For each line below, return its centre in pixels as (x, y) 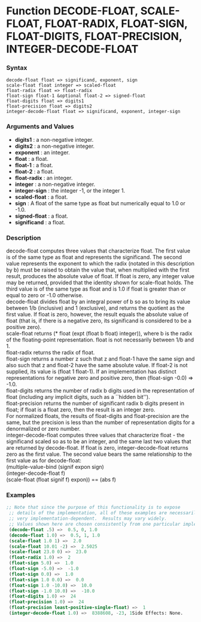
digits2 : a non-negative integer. (54, 146)
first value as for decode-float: (44, 461)
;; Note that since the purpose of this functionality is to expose (93, 507)
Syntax (17, 68)
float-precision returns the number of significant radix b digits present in (95, 403)
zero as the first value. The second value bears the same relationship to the (99, 454)
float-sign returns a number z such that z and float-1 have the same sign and (100, 359)
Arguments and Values (40, 127)
